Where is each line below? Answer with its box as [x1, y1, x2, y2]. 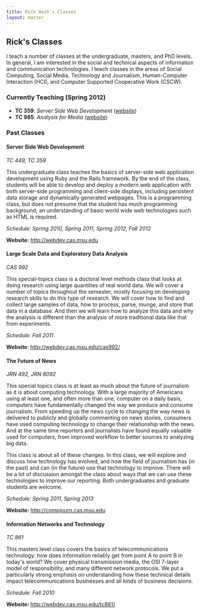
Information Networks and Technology [6, 520, 105, 527]
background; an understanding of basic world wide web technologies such [6, 206, 191, 214]
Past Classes [6, 128, 45, 137]
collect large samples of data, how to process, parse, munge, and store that [6, 300, 193, 308]
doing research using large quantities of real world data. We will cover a [6, 281, 184, 289]
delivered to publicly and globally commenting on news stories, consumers [6, 414, 192, 421]
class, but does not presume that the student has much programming [6, 200, 178, 208]
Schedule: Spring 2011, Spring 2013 [6, 495, 94, 503]
